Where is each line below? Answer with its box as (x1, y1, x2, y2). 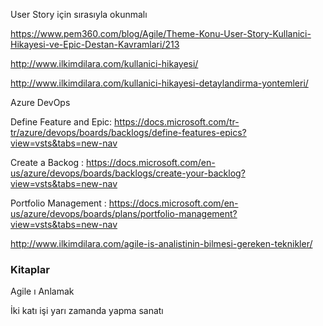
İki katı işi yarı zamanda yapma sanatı (10, 305, 164, 317)
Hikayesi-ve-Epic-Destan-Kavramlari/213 (10, 39, 180, 50)
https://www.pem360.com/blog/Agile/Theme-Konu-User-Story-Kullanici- (10, 28, 312, 39)
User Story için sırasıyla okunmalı (10, 9, 148, 20)
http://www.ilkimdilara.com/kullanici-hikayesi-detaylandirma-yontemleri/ (10, 77, 309, 89)
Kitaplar (10, 262, 50, 276)
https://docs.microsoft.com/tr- (114, 116, 240, 128)
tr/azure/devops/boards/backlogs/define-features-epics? (10, 127, 247, 138)
